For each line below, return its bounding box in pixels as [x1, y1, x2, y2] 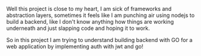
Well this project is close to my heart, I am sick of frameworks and [6, 5, 172, 12]
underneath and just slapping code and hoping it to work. [6, 24, 150, 32]
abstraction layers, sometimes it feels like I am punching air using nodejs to [6, 12, 195, 19]
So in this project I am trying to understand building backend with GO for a [6, 37, 193, 43]
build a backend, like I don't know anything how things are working [6, 18, 174, 25]
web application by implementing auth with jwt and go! [6, 43, 144, 50]
